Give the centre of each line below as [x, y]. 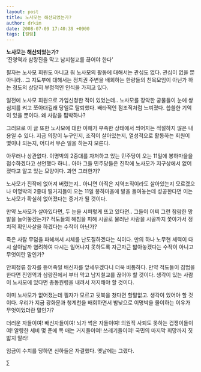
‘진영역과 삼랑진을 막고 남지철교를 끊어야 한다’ [60, 60]
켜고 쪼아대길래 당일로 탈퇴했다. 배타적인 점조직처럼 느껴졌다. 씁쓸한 [101, 108]
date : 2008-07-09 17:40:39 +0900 [48, 29]
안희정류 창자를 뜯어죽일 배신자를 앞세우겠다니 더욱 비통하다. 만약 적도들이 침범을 [101, 267]
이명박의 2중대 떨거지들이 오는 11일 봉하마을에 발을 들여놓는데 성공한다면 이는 [103, 191]
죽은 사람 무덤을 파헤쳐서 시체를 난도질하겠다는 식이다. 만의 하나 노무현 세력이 [97, 240]
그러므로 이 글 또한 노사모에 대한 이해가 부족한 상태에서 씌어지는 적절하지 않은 [97, 128]
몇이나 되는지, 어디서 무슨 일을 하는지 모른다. [58, 143]
